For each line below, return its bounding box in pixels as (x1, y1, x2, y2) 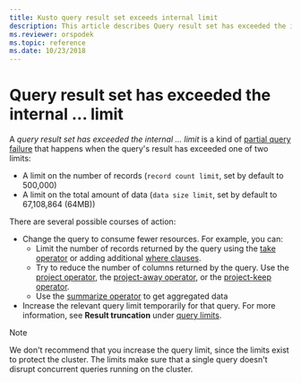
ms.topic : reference (9, 38, 87, 48)
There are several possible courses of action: (9, 216, 176, 227)
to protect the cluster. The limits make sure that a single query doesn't (9, 354, 268, 365)
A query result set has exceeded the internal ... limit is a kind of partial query (9, 134, 291, 144)
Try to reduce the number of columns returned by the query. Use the (35, 262, 289, 274)
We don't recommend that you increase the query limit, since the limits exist (9, 344, 289, 355)
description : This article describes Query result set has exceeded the (9, 22, 287, 30)
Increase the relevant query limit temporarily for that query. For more (21, 300, 276, 311)
